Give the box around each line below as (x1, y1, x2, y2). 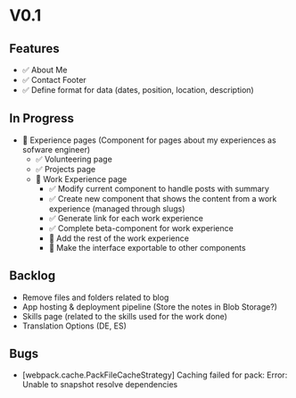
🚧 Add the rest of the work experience (48, 233, 190, 244)
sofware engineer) (21, 144, 91, 154)
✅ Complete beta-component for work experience (48, 222, 234, 233)
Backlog (9, 269, 56, 284)
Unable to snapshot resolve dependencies (21, 379, 178, 390)
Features (9, 41, 60, 56)
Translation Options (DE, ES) (21, 320, 127, 331)
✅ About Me (21, 64, 68, 75)
